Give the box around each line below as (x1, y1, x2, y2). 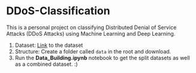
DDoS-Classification (6, 4, 110, 18)
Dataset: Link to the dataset (14, 42, 83, 49)
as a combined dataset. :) (14, 61, 78, 68)
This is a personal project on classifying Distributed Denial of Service (6, 24, 177, 31)
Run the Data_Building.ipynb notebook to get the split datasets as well (14, 54, 190, 61)
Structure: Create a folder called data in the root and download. (14, 47, 171, 55)
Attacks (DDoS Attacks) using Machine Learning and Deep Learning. (6, 30, 176, 37)
